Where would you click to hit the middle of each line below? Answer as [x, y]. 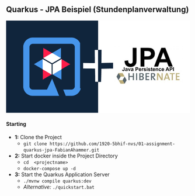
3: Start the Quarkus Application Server [62, 174]
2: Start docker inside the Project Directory [66, 156]
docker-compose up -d [49, 169]
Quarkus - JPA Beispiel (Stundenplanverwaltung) [97, 10]
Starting [16, 124]
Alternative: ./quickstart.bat [59, 187]
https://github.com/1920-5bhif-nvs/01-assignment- [112, 144]
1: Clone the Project [38, 137]
